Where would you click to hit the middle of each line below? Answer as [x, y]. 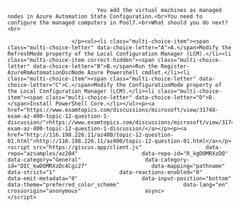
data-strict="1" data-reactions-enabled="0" [105, 172]
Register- [175, 66]
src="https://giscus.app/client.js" [87, 147]
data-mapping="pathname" [188, 166]
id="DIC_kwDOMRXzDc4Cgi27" [47, 166]
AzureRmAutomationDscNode [46, 73]
